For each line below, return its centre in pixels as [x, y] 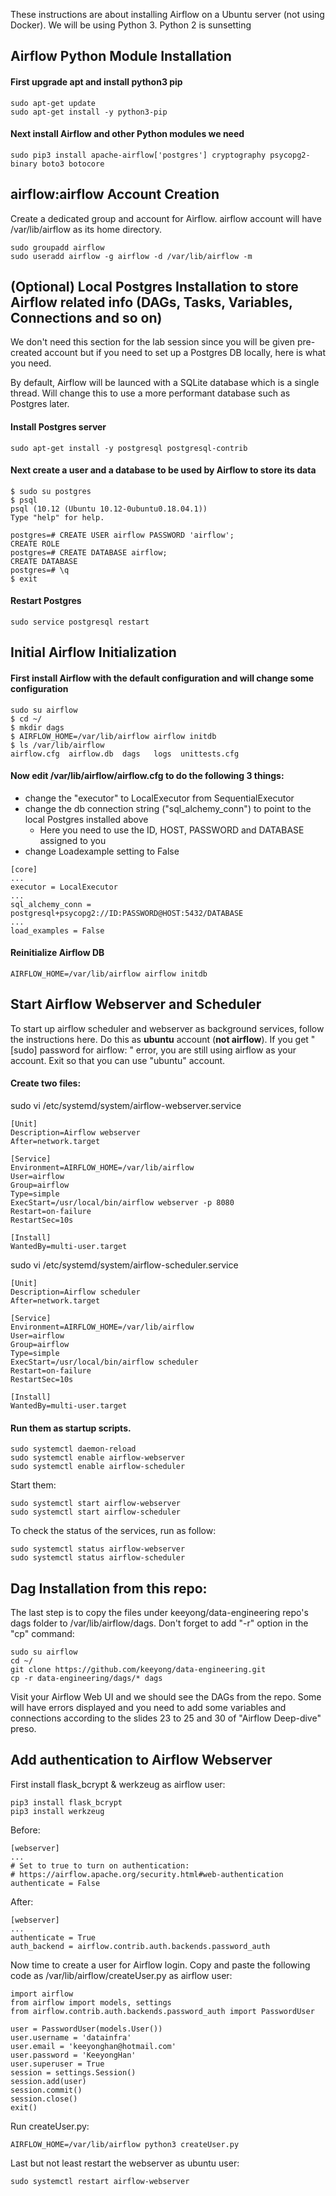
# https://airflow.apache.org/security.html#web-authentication [147, 1874]
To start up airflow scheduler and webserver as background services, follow [167, 1028]
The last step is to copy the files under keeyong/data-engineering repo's [159, 1613]
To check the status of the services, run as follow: [113, 1531]
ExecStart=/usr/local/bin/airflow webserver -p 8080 [122, 1203]
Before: [25, 1830]
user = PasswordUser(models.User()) [86, 2029]
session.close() [44, 2099]
